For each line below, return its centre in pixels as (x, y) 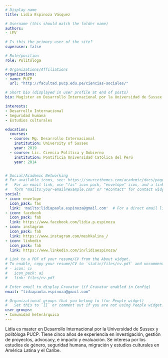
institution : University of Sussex (51, 144)
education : (16, 129)
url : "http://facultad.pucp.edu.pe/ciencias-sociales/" (69, 83)
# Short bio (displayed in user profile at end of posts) (67, 93)
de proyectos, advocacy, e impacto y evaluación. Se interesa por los (75, 339)
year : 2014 (25, 162)
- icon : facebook (23, 213)
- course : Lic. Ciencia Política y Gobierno (57, 153)
